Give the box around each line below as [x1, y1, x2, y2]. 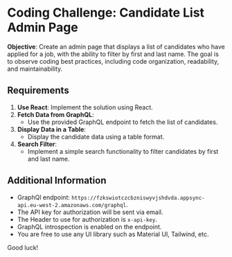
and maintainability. [7, 64, 63, 73]
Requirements [7, 85, 69, 96]
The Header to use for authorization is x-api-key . [17, 215, 158, 223]
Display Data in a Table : [17, 125, 87, 133]
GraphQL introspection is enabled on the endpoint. [17, 222, 162, 231]
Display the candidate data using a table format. [27, 132, 165, 141]
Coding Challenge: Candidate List [7, 5, 205, 21]
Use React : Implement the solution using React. [17, 103, 154, 112]
